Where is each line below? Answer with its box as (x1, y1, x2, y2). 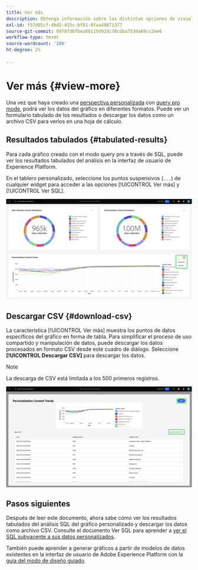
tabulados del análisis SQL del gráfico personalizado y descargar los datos (6, 520, 187, 528)
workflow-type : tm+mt (6, 34, 60, 41)
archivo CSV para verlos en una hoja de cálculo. (6, 118, 123, 125)
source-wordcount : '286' (6, 41, 67, 47)
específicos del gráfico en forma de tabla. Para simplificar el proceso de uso (6, 333, 192, 340)
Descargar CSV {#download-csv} (6, 311, 133, 321)
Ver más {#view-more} (6, 79, 121, 93)
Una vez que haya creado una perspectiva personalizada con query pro (6, 99, 180, 106)
